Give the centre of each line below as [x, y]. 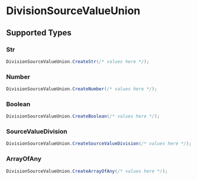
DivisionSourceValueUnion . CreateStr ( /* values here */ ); [78, 61]
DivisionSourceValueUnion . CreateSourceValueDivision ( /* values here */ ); [99, 144]
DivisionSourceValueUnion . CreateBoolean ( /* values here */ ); [83, 116]
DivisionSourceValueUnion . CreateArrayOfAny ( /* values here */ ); [87, 171]
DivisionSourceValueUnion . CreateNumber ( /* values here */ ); [82, 89]
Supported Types [39, 33]
